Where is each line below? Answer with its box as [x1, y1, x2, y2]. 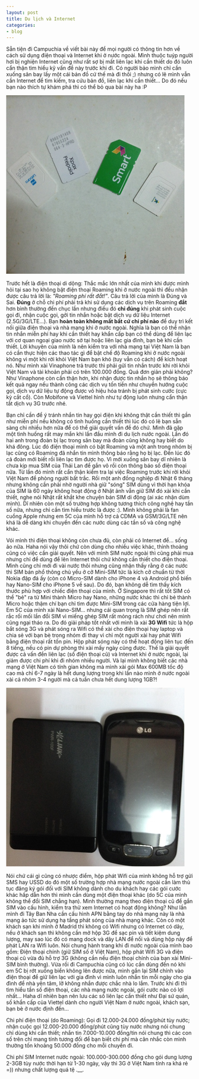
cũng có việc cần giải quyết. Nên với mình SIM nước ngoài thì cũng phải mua [6, 549, 194, 556]
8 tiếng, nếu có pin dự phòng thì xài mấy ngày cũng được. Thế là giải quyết [6, 645, 189, 652]
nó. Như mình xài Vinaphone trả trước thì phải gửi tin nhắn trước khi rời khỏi [6, 362, 190, 369]
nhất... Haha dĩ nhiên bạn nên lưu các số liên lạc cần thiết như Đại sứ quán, [6, 993, 189, 1000]
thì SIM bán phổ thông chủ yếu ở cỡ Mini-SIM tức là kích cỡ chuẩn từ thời [6, 568, 185, 576]
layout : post [6, 10, 39, 15]
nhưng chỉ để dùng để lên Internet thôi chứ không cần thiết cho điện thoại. [6, 556, 188, 563]
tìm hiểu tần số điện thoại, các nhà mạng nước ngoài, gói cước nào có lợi [6, 986, 184, 993]
